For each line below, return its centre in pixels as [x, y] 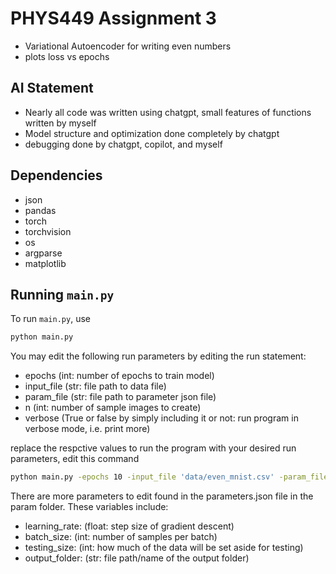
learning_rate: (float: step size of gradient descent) [129, 526]
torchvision [48, 231]
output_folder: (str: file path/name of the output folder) [137, 558]
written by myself [60, 123]
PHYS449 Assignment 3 [113, 18]
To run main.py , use [50, 319]
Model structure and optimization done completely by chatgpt [152, 133]
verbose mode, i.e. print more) [87, 429]
